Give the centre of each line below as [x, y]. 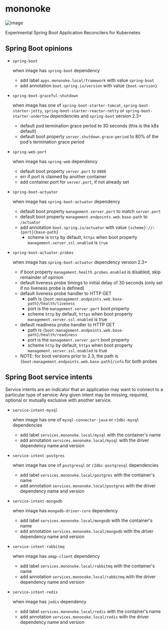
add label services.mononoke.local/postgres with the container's [87, 475]
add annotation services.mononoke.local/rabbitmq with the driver [88, 576]
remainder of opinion [42, 277]
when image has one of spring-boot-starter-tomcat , [67, 105]
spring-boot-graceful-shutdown [45, 96]
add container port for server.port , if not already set [74, 182]
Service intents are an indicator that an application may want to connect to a [84, 389]
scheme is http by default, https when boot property [82, 237]
